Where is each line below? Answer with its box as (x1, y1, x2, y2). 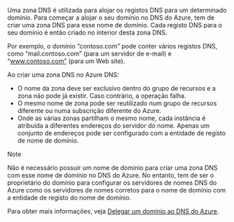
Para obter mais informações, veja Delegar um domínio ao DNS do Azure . (7, 207, 219, 215)
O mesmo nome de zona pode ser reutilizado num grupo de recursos (17, 99, 217, 107)
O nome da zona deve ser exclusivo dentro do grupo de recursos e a (17, 84, 216, 92)
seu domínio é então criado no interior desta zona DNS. (7, 28, 167, 37)
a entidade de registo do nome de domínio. (7, 193, 132, 202)
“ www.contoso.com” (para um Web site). (7, 57, 125, 65)
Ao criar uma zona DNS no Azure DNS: (7, 70, 119, 79)
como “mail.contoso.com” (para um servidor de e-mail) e (7, 49, 172, 58)
